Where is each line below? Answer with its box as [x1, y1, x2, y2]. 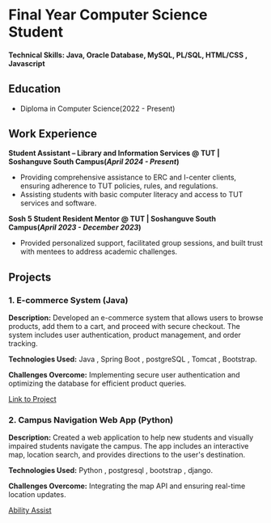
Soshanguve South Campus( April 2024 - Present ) [8, 157, 180, 167]
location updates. [8, 490, 66, 500]
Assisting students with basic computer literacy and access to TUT [19, 190, 243, 200]
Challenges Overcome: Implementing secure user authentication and [8, 370, 240, 380]
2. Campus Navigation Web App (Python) [8, 415, 174, 426]
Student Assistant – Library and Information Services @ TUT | [8, 148, 220, 158]
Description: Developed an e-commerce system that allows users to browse [8, 313, 264, 323]
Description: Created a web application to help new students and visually [8, 432, 254, 442]
